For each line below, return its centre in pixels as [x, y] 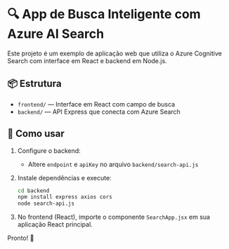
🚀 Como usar [36, 134]
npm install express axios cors [65, 197]
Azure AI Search [55, 34]
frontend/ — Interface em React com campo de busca [96, 104]
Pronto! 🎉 [21, 238]
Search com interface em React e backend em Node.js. [87, 60]
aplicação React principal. [55, 224]
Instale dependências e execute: [64, 177]
